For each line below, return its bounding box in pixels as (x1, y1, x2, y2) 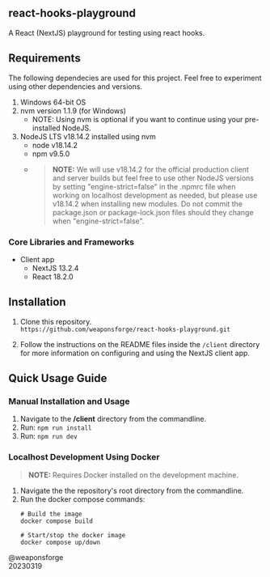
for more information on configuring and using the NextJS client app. (19, 348, 251, 358)
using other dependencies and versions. (8, 81, 143, 91)
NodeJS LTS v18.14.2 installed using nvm (19, 131, 156, 141)
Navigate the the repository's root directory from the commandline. (19, 486, 244, 495)
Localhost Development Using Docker (8, 452, 160, 463)
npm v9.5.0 (32, 149, 70, 159)
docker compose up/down (19, 538, 101, 546)
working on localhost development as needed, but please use (52, 190, 258, 200)
